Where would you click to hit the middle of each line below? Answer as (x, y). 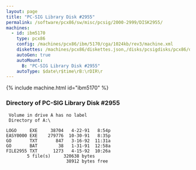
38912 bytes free (87, 161)
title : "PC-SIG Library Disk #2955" (50, 17)
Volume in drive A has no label (48, 115)
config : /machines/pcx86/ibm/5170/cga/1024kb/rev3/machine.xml (95, 44)
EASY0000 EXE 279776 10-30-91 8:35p (58, 136)
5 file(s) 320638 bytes (61, 156)
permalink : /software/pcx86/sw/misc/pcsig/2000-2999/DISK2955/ (85, 22)
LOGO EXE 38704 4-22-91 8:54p (58, 130)
